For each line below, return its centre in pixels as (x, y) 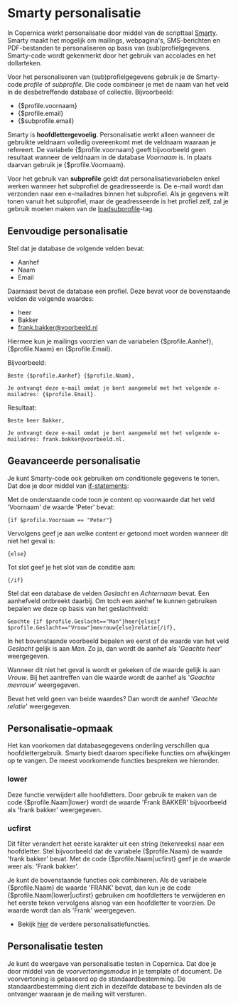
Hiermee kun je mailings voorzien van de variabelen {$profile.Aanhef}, (110, 341)
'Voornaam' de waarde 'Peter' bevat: (61, 507)
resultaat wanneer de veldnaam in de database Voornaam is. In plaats (109, 157)
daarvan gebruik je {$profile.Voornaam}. (66, 164)
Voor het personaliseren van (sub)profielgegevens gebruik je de (101, 77)
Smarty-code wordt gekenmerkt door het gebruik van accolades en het (112, 55)
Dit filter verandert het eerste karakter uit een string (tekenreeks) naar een (116, 844)
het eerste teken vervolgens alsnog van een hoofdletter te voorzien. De (112, 903)
